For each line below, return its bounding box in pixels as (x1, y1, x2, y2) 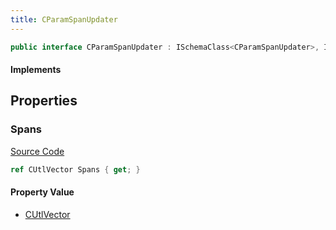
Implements (10, 64, 62, 76)
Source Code (10, 145, 65, 157)
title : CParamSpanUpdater (10, 14, 118, 25)
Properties (10, 92, 78, 110)
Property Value (10, 186, 75, 198)
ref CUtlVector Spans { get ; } (10, 164, 141, 175)
